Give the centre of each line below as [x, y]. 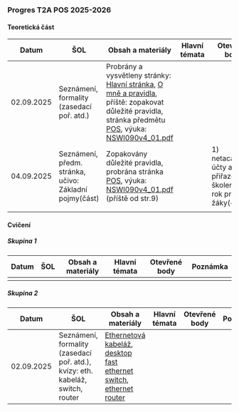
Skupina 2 [23, 293]
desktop [119, 353]
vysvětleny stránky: [139, 76]
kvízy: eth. [76, 371]
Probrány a [124, 67]
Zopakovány [127, 154]
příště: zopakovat [135, 103]
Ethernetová [125, 335]
